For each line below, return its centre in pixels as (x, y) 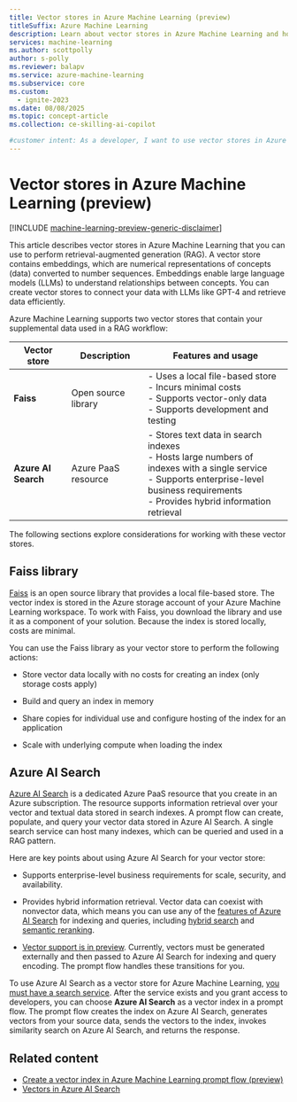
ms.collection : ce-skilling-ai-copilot (83, 125)
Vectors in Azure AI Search (71, 1089)
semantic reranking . (58, 930)
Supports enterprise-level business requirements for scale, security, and (154, 875)
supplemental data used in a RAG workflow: (89, 328)
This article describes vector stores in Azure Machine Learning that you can (147, 245)
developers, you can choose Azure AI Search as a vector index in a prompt (146, 1002)
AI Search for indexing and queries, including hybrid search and (138, 921)
